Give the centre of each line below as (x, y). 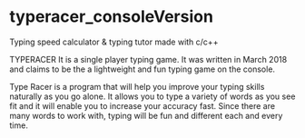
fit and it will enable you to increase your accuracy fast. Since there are (142, 105)
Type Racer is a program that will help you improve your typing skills (137, 86)
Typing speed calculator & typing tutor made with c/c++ (114, 42)
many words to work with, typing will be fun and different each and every (146, 115)
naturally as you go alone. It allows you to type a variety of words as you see (152, 96)
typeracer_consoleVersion (111, 17)
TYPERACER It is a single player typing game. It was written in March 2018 (148, 59)
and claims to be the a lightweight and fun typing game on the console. (142, 69)
